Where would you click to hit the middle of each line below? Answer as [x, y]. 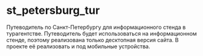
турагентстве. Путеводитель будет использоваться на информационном [102, 33]
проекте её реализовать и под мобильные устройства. [79, 46]
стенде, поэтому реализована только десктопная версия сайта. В [93, 40]
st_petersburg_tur [53, 11]
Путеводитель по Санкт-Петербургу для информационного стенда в [96, 27]
